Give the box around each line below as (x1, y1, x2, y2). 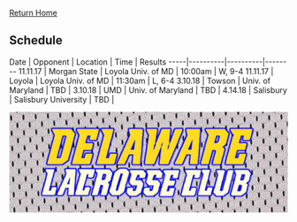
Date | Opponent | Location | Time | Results (9, 57, 167, 67)
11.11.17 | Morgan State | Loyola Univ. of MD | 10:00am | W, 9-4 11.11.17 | (18, 65, 274, 76)
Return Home (9, 8, 57, 18)
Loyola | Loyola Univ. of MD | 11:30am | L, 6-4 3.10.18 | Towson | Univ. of (9, 75, 271, 86)
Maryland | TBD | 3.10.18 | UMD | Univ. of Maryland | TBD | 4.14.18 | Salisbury (9, 84, 287, 96)
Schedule (9, 33, 64, 48)
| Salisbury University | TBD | (9, 94, 115, 104)
